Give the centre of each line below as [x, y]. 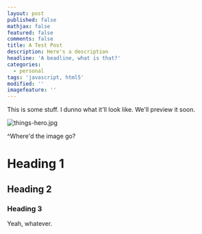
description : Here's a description [58, 52]
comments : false [30, 39]
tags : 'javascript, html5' [46, 77]
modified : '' [26, 84]
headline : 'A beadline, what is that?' [64, 58]
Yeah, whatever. [30, 223]
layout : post [26, 13]
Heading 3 [25, 209]
